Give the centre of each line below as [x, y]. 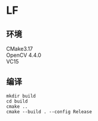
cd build [17, 101]
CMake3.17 [20, 49]
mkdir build [21, 96]
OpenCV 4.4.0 [24, 55]
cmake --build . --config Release [49, 111]
